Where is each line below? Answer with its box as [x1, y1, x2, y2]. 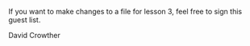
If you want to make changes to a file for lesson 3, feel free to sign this [8, 7, 243, 16]
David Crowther [8, 31, 60, 40]
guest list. [8, 15, 41, 25]
